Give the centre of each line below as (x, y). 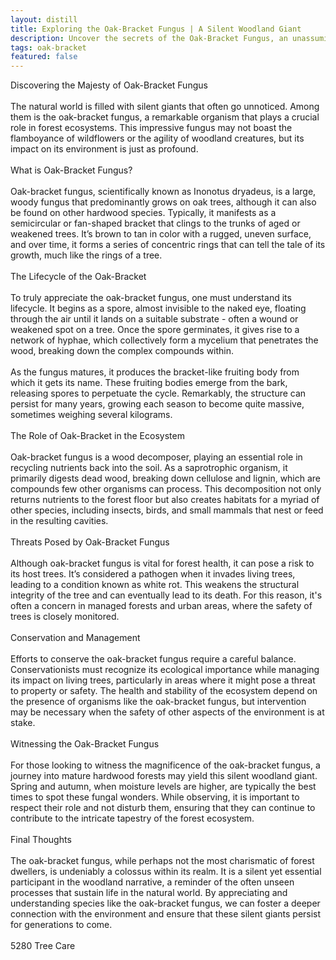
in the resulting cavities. (59, 521)
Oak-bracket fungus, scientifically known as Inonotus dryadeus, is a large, (163, 192)
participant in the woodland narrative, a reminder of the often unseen (152, 882)
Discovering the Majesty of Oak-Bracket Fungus (109, 85)
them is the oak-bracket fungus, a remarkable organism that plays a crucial (165, 117)
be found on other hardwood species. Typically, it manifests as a (143, 213)
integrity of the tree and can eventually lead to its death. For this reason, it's (166, 595)
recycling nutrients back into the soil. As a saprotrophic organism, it (149, 468)
